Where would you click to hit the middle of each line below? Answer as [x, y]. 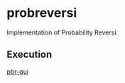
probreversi [42, 13]
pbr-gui [18, 71]
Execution [29, 55]
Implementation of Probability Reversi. [62, 32]
